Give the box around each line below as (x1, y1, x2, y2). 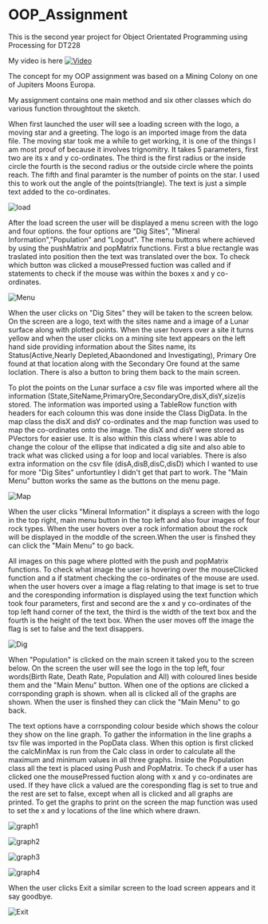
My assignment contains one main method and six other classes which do (8, 95, 251, 104)
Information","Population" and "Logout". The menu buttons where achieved (8, 234, 255, 244)
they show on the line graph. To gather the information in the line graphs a (8, 729, 252, 739)
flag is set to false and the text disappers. (8, 623, 144, 633)
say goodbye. (8, 891, 53, 901)
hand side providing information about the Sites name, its (8, 341, 196, 352)
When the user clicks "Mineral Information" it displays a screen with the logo (8, 506, 260, 516)
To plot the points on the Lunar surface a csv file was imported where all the (8, 383, 259, 392)
